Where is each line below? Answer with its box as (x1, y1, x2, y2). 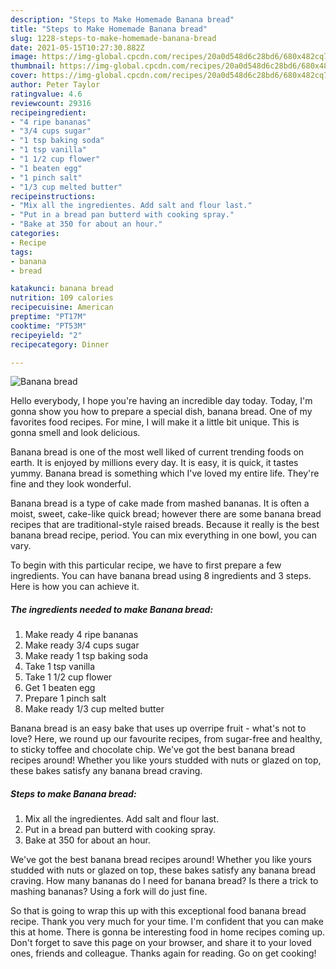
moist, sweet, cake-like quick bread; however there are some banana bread (10, 508, 322, 520)
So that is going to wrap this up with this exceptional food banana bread (10, 905, 307, 917)
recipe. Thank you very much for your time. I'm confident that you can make (10, 916, 324, 928)
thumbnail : (10, 61, 56, 71)
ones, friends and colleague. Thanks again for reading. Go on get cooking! (10, 947, 317, 960)
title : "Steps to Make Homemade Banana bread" (10, 24, 208, 34)
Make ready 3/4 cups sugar (24, 639, 140, 651)
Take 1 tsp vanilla (24, 661, 96, 673)
